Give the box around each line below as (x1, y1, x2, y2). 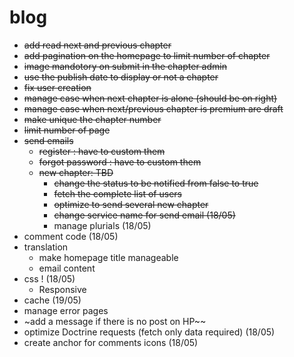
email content (38, 262, 96, 274)
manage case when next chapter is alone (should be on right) (23, 92, 278, 104)
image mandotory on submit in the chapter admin (23, 60, 227, 72)
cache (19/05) (23, 294, 82, 306)
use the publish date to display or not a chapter (23, 71, 219, 83)
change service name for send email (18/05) (53, 209, 236, 221)
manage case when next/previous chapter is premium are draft (23, 102, 284, 115)
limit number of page (23, 124, 111, 136)
